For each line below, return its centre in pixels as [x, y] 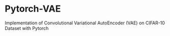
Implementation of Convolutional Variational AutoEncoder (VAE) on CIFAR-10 [85, 23]
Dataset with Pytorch [27, 28]
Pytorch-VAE [33, 9]
